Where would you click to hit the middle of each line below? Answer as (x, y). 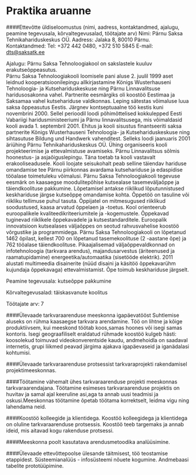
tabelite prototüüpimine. (35, 466)
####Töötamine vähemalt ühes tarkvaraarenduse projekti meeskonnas (92, 382)
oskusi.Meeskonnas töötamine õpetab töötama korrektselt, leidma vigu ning (98, 400)
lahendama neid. (26, 406)
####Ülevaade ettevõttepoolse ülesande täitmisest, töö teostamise (87, 453)
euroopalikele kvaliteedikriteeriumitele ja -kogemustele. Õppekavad (87, 213)
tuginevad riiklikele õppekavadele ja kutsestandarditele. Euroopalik (87, 219)
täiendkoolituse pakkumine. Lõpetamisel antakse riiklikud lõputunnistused (95, 188)
